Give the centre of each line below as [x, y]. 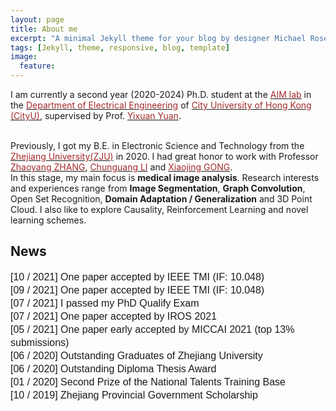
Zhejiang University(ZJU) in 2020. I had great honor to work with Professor [164, 156]
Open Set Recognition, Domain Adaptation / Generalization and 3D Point [161, 199]
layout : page [37, 19]
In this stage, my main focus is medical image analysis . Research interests [165, 177]
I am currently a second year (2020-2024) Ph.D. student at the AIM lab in [161, 94]
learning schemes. [48, 220]
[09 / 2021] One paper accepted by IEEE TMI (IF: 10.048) [137, 290]
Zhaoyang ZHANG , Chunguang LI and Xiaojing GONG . [121, 167]
